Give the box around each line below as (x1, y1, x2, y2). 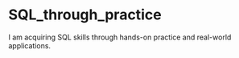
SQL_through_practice (8, 6, 163, 24)
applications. (8, 40, 51, 50)
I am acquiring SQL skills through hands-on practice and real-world (8, 32, 232, 42)
